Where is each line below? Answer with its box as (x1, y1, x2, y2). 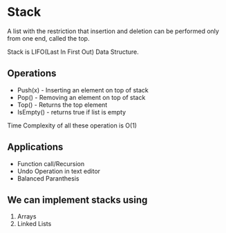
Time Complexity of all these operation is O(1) (7, 121, 137, 130)
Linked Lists (17, 220, 52, 228)
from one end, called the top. (7, 34, 90, 42)
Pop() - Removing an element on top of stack (17, 93, 146, 101)
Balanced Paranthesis (17, 174, 79, 183)
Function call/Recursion (17, 159, 85, 168)
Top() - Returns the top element (17, 101, 108, 109)
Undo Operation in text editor (17, 167, 101, 175)
